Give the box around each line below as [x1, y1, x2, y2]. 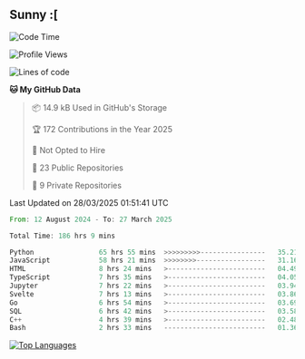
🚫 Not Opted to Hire [31, 144, 106, 155]
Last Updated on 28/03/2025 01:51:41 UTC [9, 197, 170, 208]
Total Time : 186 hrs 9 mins [9, 231, 116, 240]
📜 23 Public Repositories [31, 162, 124, 173]
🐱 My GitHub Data [9, 83, 82, 94]
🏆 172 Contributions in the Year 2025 [31, 123, 172, 134]
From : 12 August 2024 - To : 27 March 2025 [9, 215, 172, 224]
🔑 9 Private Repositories [31, 179, 123, 190]
